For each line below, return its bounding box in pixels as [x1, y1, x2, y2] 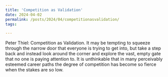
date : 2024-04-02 [5, 12, 42, 17]
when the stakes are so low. [5, 67, 64, 73]
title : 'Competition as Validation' [5, 7, 83, 13]
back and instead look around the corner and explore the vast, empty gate [5, 51, 161, 57]
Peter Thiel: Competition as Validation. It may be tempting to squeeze [5, 40, 150, 46]
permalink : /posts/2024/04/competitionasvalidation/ [5, 17, 120, 22]
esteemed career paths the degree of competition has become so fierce [5, 61, 157, 67]
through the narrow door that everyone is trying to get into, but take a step [5, 45, 161, 51]
